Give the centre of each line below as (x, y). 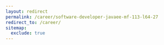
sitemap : (16, 28)
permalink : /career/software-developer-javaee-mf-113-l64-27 (82, 17)
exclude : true (28, 33)
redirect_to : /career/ (33, 22)
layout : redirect (27, 11)
